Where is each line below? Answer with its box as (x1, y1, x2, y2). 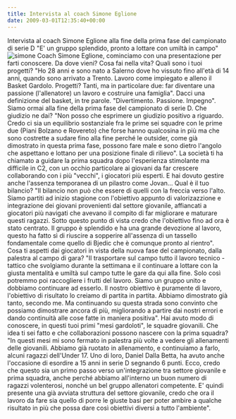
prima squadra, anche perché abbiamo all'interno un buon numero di (7, 373, 207, 382)
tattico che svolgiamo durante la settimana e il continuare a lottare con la (7, 261, 218, 269)
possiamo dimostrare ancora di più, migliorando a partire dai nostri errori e (7, 306, 223, 315)
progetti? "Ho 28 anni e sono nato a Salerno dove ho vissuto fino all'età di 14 (7, 66, 230, 75)
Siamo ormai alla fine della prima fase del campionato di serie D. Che (7, 104, 207, 112)
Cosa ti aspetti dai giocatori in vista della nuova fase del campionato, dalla (7, 246, 223, 255)
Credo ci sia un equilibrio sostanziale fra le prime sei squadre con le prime (7, 119, 223, 127)
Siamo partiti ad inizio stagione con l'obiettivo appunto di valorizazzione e (7, 193, 222, 202)
